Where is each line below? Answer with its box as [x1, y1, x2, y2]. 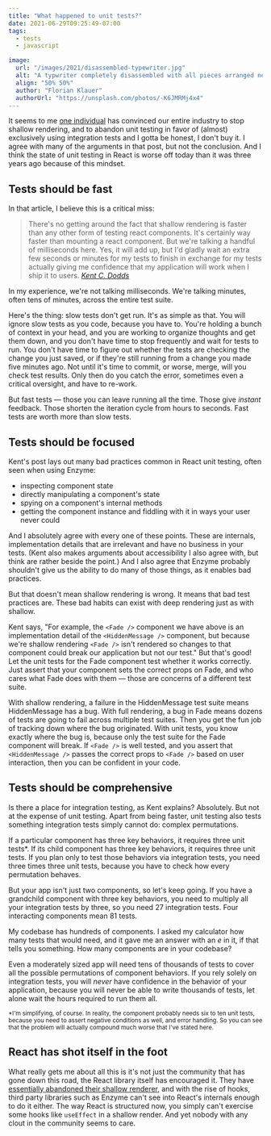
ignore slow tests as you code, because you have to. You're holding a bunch [8, 319, 262, 329]
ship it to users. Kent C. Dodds [27, 271, 130, 281]
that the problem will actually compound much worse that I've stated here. [8, 1023, 214, 1031]
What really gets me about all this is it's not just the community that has [8, 1067, 246, 1076]
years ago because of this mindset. [8, 159, 126, 169]
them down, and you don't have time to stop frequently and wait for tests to [8, 336, 260, 346]
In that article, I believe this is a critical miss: [8, 203, 155, 214]
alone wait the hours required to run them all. [8, 993, 158, 1003]
